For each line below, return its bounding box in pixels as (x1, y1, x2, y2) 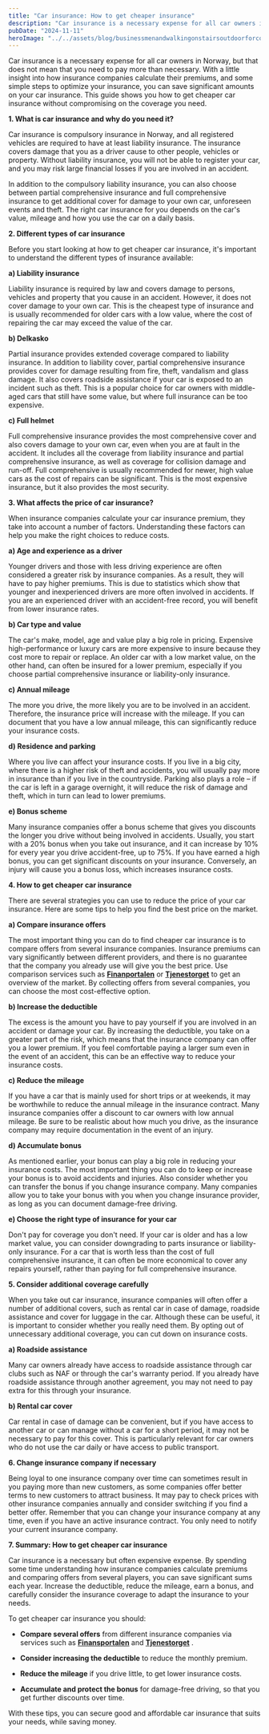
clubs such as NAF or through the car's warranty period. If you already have (8, 1368, 259, 1379)
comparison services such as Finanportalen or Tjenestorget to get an (8, 969, 241, 979)
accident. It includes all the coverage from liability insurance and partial (8, 448, 244, 458)
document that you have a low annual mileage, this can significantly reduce (8, 717, 257, 727)
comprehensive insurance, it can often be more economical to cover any (8, 1255, 247, 1265)
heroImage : (8, 34, 45, 42)
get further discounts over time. (19, 1693, 125, 1703)
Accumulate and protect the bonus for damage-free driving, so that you (19, 1684, 260, 1694)
